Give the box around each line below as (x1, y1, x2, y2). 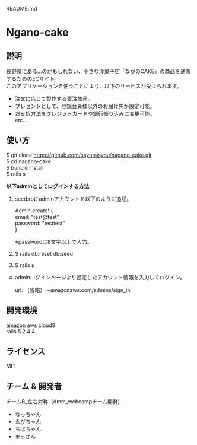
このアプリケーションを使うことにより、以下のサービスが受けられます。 (6, 82, 182, 90)
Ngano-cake (6, 26, 69, 39)
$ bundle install (6, 164, 44, 171)
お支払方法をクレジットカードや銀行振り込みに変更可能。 (14, 110, 155, 117)
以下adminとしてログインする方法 (6, 182, 90, 189)
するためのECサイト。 (6, 75, 61, 82)
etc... (14, 117, 28, 123)
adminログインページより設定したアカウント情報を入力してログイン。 (14, 274, 186, 281)
